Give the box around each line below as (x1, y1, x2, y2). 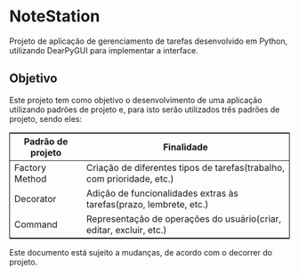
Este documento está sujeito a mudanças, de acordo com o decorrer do (9, 247, 273, 257)
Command (14, 218, 58, 231)
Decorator (14, 192, 57, 205)
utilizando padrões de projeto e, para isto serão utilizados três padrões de (9, 104, 280, 115)
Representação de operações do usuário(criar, (85, 212, 282, 224)
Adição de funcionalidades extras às (85, 187, 238, 199)
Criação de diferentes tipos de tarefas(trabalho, (85, 161, 285, 174)
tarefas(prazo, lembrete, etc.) (85, 198, 209, 210)
